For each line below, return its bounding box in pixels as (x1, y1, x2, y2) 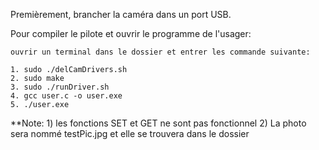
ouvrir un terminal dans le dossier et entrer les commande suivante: (10, 47, 311, 57)
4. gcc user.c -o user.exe (10, 91, 123, 101)
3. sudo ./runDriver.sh (10, 82, 110, 92)
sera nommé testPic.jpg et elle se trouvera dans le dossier (10, 128, 250, 139)
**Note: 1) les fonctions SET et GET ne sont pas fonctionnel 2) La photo (10, 117, 307, 129)
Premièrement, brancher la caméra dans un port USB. (10, 9, 232, 20)
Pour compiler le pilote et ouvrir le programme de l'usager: (10, 28, 252, 39)
